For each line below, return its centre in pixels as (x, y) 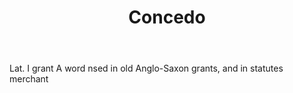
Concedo (167, 17)
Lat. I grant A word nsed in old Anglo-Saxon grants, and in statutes (146, 68)
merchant (29, 79)
